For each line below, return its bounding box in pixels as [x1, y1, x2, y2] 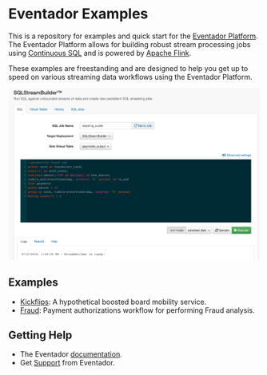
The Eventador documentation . [19, 349, 122, 359]
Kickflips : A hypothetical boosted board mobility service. [19, 297, 207, 306]
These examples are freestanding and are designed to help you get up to [8, 63, 249, 73]
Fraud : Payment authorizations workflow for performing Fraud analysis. [19, 305, 255, 315]
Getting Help [8, 329, 73, 341]
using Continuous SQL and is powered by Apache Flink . [8, 48, 192, 57]
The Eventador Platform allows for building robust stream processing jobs [8, 39, 251, 49]
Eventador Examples [8, 5, 149, 23]
